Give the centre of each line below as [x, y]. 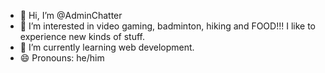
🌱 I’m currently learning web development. [107, 47]
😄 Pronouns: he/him [62, 58]
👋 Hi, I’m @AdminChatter [71, 15]
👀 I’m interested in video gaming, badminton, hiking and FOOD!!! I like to [167, 26]
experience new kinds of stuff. [82, 36]
